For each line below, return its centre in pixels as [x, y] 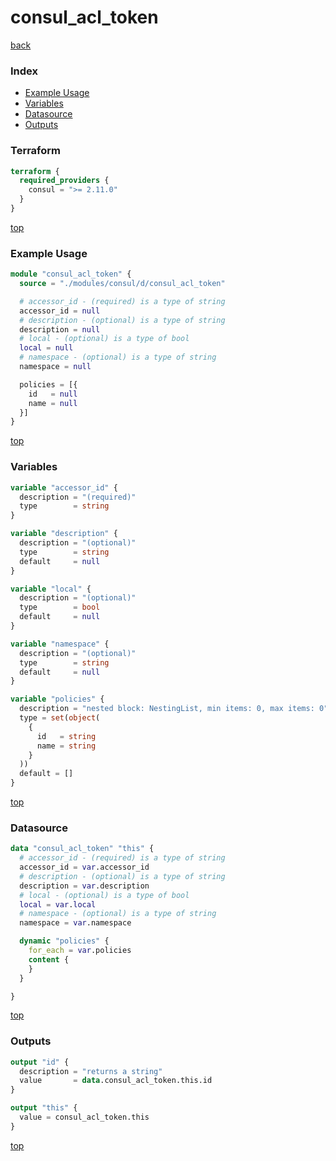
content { [49, 959]
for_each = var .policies [80, 951]
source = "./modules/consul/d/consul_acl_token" [122, 284]
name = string [66, 746]
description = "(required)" [78, 497]
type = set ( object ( [60, 718]
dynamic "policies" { [64, 941]
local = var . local [58, 904]
